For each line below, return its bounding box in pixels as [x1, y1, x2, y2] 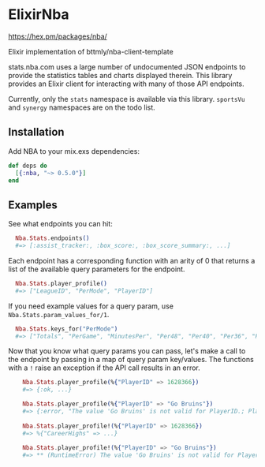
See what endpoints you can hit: [8, 219, 113, 229]
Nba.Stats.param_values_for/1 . [8, 309, 110, 319]
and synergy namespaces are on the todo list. [8, 103, 155, 112]
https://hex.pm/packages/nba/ [8, 32, 108, 41]
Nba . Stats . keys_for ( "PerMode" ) [15, 325, 118, 333]
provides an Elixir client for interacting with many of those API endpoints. [8, 79, 244, 88]
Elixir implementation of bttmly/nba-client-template [8, 47, 174, 56]
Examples [8, 198, 58, 211]
